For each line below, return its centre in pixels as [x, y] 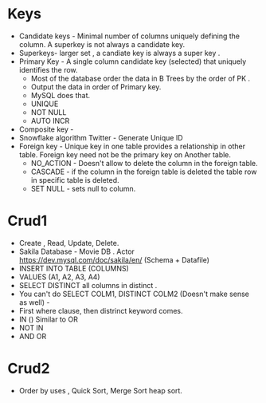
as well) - [34, 302]
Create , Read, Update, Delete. [69, 243]
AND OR [33, 336]
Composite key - [46, 129]
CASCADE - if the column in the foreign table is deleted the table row [144, 172]
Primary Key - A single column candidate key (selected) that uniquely [133, 61]
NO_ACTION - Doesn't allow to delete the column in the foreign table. [144, 163]
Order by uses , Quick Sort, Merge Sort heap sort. [100, 390]
